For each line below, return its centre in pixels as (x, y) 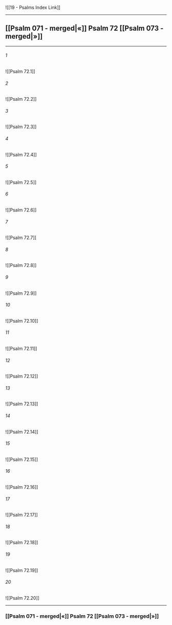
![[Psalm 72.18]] (22, 543)
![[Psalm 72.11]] (21, 349)
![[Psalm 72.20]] (23, 598)
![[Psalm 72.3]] (21, 127)
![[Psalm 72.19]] (22, 570)
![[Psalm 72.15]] (22, 459)
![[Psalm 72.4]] (21, 154)
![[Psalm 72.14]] (22, 432)
